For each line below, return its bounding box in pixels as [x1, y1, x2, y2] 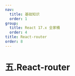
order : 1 [9, 16, 27, 21]
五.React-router [5, 62, 70, 73]
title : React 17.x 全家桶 [9, 25, 60, 30]
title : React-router [5, 35, 48, 40]
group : [5, 21, 19, 26]
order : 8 [5, 39, 23, 44]
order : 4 [9, 30, 27, 35]
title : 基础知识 [9, 12, 40, 17]
